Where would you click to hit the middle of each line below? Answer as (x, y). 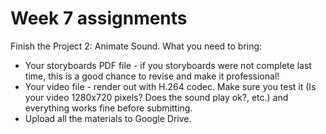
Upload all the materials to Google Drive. (108, 118)
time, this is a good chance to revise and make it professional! (152, 76)
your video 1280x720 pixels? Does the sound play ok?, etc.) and (156, 97)
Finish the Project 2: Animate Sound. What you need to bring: (136, 46)
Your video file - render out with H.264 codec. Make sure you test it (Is (170, 86)
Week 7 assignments (99, 18)
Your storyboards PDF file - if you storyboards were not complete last (168, 65)
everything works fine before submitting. (108, 108)
